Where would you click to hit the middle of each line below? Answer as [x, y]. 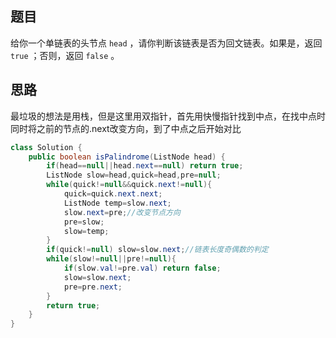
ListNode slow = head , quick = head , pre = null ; [134, 175]
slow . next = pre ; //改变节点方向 [122, 212]
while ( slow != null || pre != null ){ [111, 259]
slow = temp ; [86, 231]
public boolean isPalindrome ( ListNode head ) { [127, 157]
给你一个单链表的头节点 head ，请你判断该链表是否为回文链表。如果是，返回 [166, 43]
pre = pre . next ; [93, 287]
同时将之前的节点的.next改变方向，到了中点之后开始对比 [126, 128]
